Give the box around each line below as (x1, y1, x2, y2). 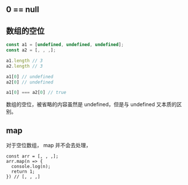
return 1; (11, 169, 35, 174)
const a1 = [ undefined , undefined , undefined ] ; (6, 42, 124, 48)
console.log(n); (11, 163, 51, 170)
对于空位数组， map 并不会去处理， (6, 142, 92, 149)
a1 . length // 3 (6, 58, 43, 64)
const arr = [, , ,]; (6, 153, 59, 159)
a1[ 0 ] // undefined (6, 74, 54, 79)
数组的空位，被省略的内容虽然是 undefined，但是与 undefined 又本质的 (6, 101, 177, 108)
